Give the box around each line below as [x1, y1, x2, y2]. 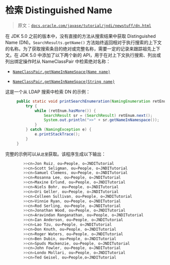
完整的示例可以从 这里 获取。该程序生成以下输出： [5, 151, 106, 157]
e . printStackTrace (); [34, 132, 80, 137]
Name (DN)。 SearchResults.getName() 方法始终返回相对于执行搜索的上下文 [5, 39, 162, 46]
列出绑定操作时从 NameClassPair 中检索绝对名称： [5, 58, 111, 64]
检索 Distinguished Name [5, 5, 113, 16]
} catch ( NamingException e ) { [25, 127, 92, 132]
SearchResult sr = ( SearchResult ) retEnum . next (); [44, 113, 153, 118]
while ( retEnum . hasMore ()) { [34, 108, 96, 113]
